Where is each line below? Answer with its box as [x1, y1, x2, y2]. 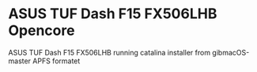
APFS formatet [32, 56, 81, 66]
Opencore [8, 21, 75, 40]
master [8, 56, 32, 66]
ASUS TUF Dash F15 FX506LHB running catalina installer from [8, 47, 211, 57]
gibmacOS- [212, 47, 250, 57]
